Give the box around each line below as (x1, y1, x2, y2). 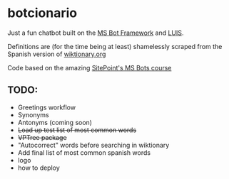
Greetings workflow (17, 103, 76, 112)
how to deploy (17, 163, 61, 172)
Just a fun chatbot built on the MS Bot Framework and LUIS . (7, 28, 184, 37)
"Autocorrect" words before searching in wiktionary (17, 141, 170, 149)
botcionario (7, 5, 78, 21)
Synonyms (17, 110, 49, 119)
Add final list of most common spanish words (17, 148, 151, 157)
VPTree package (17, 133, 67, 141)
